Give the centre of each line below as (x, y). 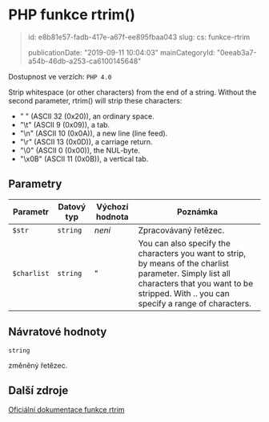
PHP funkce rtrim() (72, 15)
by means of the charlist (184, 263)
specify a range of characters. (195, 303)
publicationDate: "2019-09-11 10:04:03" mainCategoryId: (121, 52)
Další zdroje (38, 390)
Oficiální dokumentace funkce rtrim (67, 410)
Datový (72, 206)
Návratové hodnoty (58, 332)
